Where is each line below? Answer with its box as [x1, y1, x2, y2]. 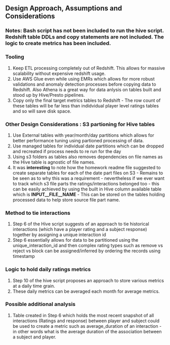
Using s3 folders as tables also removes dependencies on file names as [12, 154, 163, 160]
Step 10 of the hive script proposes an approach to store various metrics [12, 277, 164, 283]
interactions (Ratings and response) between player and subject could [12, 318, 160, 324]
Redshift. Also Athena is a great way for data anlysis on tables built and [12, 86, 161, 93]
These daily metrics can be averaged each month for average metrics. [12, 288, 160, 294]
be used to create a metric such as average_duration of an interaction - [12, 323, 162, 329]
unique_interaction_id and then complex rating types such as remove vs [12, 243, 163, 249]
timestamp [12, 253, 35, 259]
